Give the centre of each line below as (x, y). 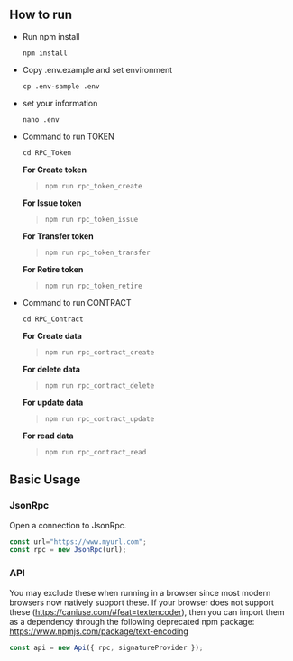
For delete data (51, 369)
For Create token (55, 170)
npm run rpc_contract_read (96, 452)
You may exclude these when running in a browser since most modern (140, 592)
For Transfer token (58, 236)
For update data (53, 402)
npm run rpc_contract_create (100, 352)
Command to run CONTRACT (77, 302)
